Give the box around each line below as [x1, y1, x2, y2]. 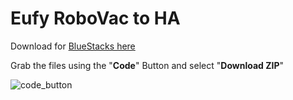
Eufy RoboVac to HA [10, 7, 181, 30]
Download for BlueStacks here [10, 40, 136, 52]
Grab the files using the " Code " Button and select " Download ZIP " [10, 59, 285, 71]
